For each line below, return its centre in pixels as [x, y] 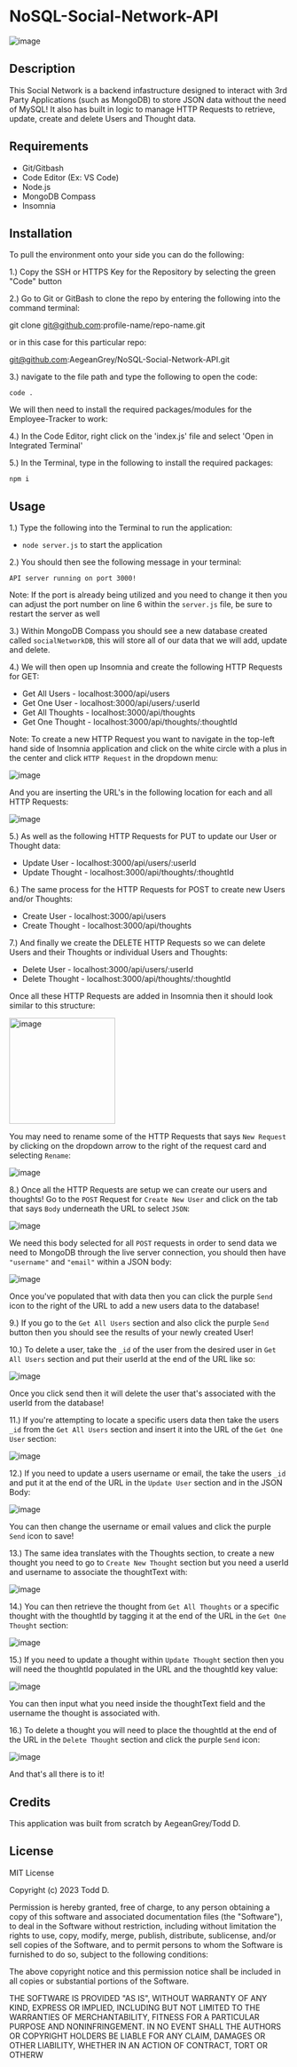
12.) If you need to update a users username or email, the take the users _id [148, 1473]
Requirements [49, 147]
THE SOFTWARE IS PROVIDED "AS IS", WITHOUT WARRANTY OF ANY [138, 1998]
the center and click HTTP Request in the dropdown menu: [114, 758]
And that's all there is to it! [57, 1774]
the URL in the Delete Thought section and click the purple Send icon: [135, 1740]
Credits [30, 1802]
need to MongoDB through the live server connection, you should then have [148, 1253]
